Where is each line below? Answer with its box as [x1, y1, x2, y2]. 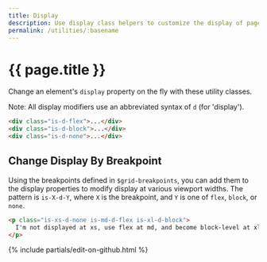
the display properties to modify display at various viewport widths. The [8, 183, 244, 193]
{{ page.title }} [8, 60, 106, 79]
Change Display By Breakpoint [8, 154, 162, 168]
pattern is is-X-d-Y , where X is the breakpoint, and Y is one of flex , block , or [8, 192, 257, 202]
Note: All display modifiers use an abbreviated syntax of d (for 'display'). [8, 102, 245, 112]
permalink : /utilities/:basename [8, 26, 119, 34]
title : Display [8, 11, 59, 20]
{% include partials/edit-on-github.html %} [8, 245, 149, 255]
